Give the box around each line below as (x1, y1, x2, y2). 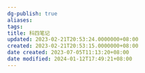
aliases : (7, 17, 33, 24)
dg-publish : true (7, 10, 58, 17)
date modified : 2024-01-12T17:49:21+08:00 (7, 56, 132, 63)
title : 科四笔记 (7, 29, 50, 37)
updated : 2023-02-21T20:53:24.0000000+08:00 (7, 36, 139, 43)
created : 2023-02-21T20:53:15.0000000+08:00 (7, 42, 139, 49)
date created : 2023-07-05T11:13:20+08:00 (7, 49, 130, 56)
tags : (7, 23, 23, 30)
